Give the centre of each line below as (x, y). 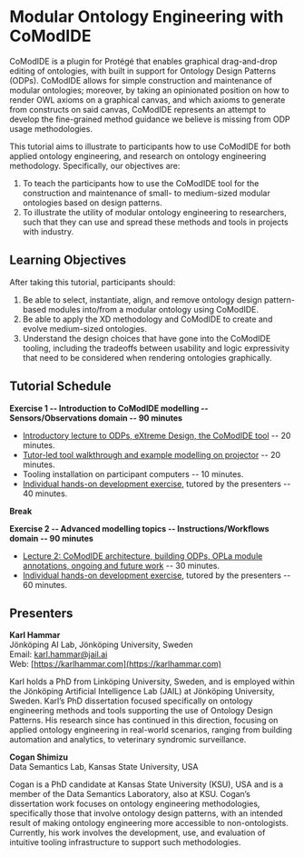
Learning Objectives (68, 260)
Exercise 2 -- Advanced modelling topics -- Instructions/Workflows (139, 528)
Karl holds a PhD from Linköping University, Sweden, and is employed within (152, 682)
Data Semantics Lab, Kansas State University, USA (104, 767)
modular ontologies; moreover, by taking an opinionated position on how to (149, 90)
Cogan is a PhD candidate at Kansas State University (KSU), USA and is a (147, 784)
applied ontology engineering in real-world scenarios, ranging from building (151, 730)
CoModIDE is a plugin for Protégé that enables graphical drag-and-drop (144, 61)
